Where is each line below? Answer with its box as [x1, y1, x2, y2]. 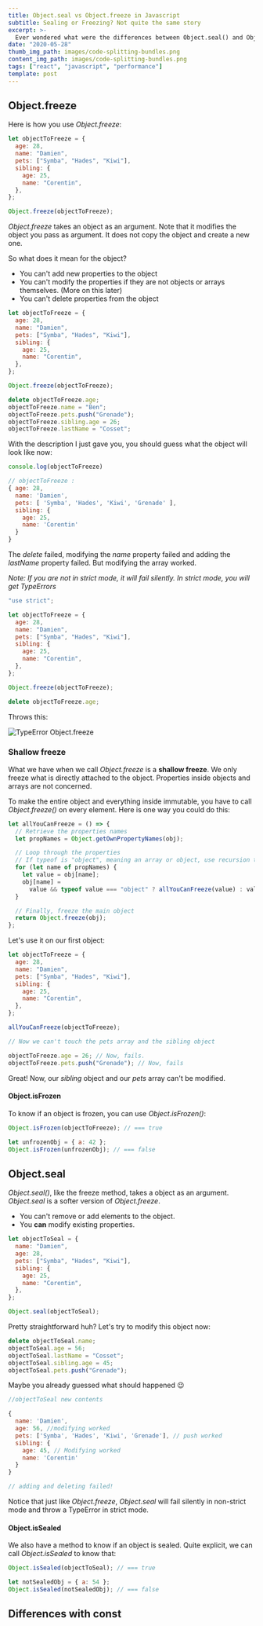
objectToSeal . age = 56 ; [8, 1344, 86, 1352]
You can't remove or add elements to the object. [19, 1211, 175, 1221]
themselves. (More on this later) [19, 286, 123, 295]
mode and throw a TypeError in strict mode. [8, 1505, 149, 1514]
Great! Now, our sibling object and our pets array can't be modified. [8, 1073, 225, 1082]
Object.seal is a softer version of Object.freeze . [8, 1196, 160, 1206]
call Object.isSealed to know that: [8, 1549, 117, 1558]
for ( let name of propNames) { [15, 863, 117, 872]
